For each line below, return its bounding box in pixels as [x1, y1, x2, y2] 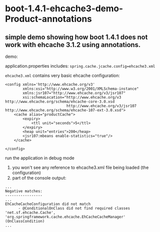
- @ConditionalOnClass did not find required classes [18, 206, 131, 211]
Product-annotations [5, 13, 92, 25]
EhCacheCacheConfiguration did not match [5, 202, 91, 206]
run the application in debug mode [5, 155, 75, 161]
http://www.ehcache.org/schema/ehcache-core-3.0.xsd [5, 99, 115, 104]
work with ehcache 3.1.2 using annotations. [5, 40, 141, 49]
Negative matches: [5, 189, 43, 194]
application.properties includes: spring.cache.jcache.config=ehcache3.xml [5, 63, 156, 69]
